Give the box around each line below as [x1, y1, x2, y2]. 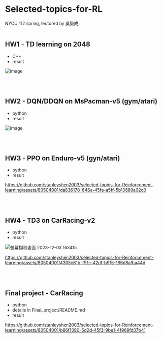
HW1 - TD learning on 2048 [5, 40, 91, 49]
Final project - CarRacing [5, 289, 83, 297]
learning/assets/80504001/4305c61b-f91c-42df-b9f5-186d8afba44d [5, 260, 146, 266]
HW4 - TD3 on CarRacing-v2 [5, 216, 95, 225]
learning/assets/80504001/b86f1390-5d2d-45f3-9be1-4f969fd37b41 [5, 327, 146, 333]
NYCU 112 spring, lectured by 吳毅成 [5, 20, 79, 26]
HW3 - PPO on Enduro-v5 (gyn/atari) [5, 154, 120, 162]
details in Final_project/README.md [12, 307, 85, 313]
